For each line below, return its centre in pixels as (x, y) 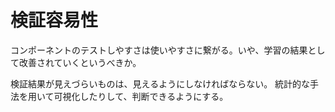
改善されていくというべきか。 (80, 62)
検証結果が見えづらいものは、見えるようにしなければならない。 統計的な (160, 83)
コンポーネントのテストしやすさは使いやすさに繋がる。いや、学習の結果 (159, 50)
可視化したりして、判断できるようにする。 (141, 96)
